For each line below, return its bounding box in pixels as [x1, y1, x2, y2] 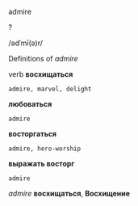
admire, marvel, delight [8, 85, 92, 93]
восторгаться [8, 129, 57, 138]
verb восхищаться [8, 69, 73, 79]
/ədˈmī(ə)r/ [8, 38, 43, 48]
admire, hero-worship [8, 145, 82, 153]
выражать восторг [8, 159, 75, 168]
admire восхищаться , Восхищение [8, 189, 131, 198]
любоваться [8, 99, 52, 108]
